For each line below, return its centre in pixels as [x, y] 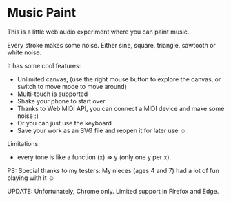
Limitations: [23, 143]
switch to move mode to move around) [72, 86]
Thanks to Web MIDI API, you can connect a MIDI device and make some [121, 108]
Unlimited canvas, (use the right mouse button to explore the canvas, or [119, 79]
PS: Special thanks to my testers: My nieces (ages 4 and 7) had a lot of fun [113, 170]
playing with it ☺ [31, 178]
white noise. [24, 52]
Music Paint [42, 13]
